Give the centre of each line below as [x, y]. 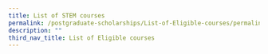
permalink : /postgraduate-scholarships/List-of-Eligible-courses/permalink [137, 23]
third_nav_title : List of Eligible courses [82, 38]
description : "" [35, 30]
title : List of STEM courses [57, 15]
